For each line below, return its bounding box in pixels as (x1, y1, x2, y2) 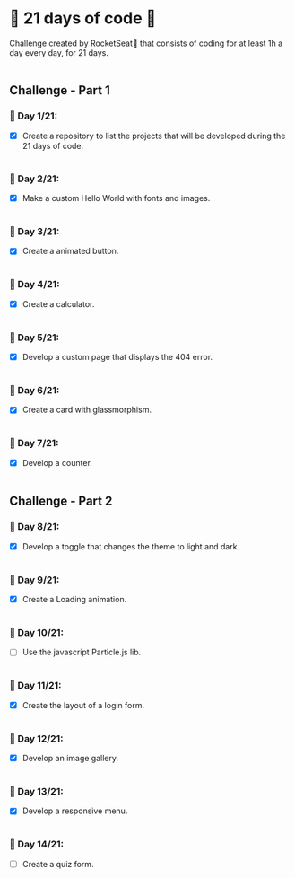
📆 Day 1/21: (9, 110, 58, 122)
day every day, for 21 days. (9, 47, 109, 57)
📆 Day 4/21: (9, 278, 60, 291)
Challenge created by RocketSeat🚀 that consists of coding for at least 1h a (9, 38, 283, 48)
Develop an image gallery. (22, 752, 119, 763)
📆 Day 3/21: (9, 224, 60, 237)
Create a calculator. (22, 298, 95, 309)
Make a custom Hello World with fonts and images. (22, 192, 211, 203)
